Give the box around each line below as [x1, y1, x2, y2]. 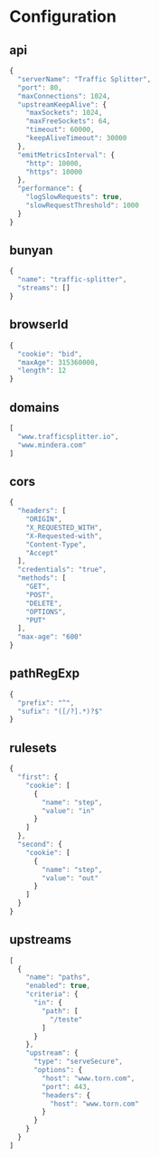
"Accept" [25, 548, 59, 557]
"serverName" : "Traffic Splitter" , [17, 74, 152, 83]
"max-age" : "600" [17, 632, 83, 641]
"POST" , [25, 590, 54, 599]
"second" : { [17, 840, 63, 849]
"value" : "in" [42, 806, 95, 815]
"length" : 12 [17, 366, 67, 375]
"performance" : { [17, 184, 83, 194]
